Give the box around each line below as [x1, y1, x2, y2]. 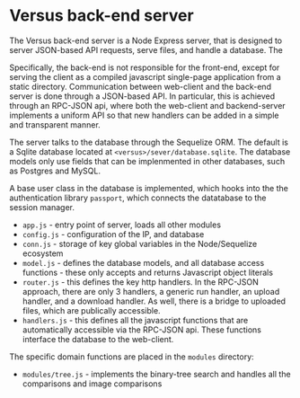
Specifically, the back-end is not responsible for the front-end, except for [9, 62, 280, 73]
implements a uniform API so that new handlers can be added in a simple [9, 110, 279, 120]
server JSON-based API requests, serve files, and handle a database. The [9, 44, 283, 55]
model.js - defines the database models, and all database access [22, 257, 265, 268]
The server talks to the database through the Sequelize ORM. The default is [9, 137, 289, 147]
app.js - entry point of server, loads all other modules [22, 219, 222, 230]
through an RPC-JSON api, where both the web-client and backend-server [9, 100, 286, 111]
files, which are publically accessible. [22, 305, 161, 315]
